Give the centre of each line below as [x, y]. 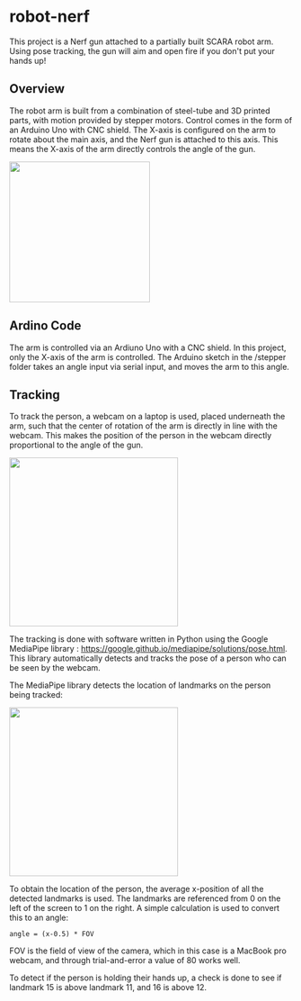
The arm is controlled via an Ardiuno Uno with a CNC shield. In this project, [148, 347]
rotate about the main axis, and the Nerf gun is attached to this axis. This [144, 139]
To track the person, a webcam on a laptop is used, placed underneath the [147, 417]
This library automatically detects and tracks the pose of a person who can [148, 658]
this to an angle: [39, 918]
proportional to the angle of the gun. [76, 445]
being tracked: [36, 695]
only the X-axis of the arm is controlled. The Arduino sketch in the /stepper [148, 356]
